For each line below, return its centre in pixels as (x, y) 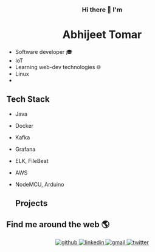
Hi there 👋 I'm (102, 10)
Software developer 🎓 (44, 51)
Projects (31, 203)
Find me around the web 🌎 (58, 224)
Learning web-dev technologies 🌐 (58, 67)
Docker (24, 125)
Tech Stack (28, 99)
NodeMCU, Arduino (40, 184)
